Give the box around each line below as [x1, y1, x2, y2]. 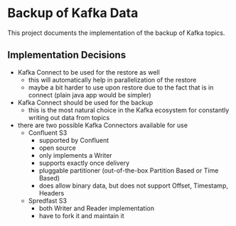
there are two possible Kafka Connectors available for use [17, 121, 188, 129]
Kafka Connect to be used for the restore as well [17, 68, 160, 76]
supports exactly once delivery [38, 158, 130, 167]
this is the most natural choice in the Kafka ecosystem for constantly [28, 105, 230, 114]
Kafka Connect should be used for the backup [17, 98, 154, 107]
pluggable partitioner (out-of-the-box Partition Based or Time [38, 166, 219, 175]
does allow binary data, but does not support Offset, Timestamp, [38, 181, 229, 190]
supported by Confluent [38, 136, 109, 144]
